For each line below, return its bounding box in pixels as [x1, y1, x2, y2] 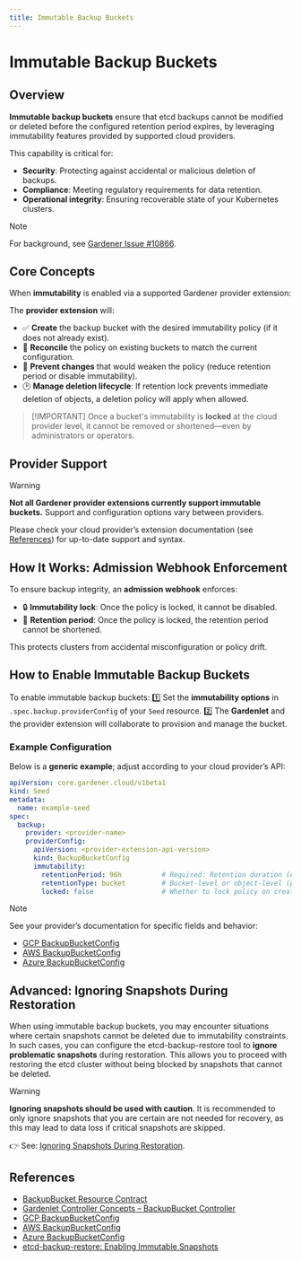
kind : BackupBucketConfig [32, 854, 130, 863]
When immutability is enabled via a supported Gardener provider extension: [9, 288, 291, 299]
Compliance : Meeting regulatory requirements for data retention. [21, 184, 262, 195]
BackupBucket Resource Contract [21, 1194, 148, 1204]
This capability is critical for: [9, 147, 114, 158]
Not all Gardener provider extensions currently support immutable [9, 497, 262, 508]
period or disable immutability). [21, 371, 138, 381]
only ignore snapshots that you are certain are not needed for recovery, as [9, 1113, 284, 1124]
